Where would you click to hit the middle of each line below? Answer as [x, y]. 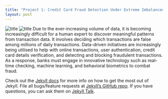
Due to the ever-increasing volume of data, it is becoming [92, 28]
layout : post [19, 14]
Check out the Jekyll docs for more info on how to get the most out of [77, 81]
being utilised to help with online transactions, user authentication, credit [80, 50]
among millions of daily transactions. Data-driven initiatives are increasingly [83, 44]
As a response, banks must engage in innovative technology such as [76, 60]
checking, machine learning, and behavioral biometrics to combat [83, 66]
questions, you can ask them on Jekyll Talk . [50, 91]
